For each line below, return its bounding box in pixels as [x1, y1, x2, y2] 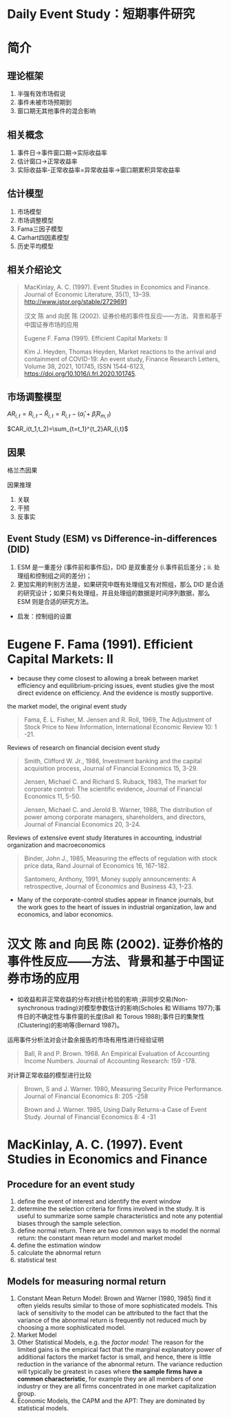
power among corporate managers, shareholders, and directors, [23, 813, 206, 821]
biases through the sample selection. [16, 1219, 122, 1227]
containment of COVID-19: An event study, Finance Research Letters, [23, 354, 220, 363]
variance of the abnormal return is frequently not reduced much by [16, 1316, 207, 1324]
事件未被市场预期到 [16, 98, 72, 107]
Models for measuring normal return [7, 1276, 166, 1288]
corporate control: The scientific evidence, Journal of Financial [23, 784, 203, 793]
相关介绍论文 [7, 264, 62, 276]
